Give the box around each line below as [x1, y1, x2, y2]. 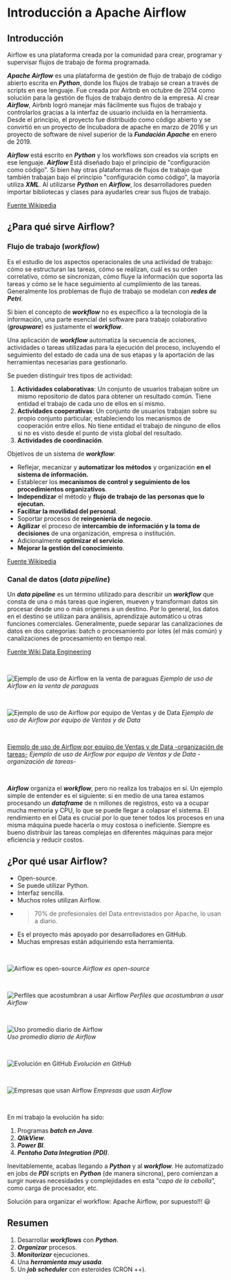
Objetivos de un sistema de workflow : [7, 449, 116, 458]
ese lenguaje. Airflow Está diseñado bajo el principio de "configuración [7, 158, 210, 167]
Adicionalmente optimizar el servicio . [17, 536, 125, 544]
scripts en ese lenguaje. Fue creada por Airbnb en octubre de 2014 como [7, 86, 215, 94]
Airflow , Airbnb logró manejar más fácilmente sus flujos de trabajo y [7, 101, 202, 109]
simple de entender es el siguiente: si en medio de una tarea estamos [7, 791, 205, 799]
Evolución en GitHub [73, 1059, 132, 1068]
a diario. [34, 916, 58, 925]
